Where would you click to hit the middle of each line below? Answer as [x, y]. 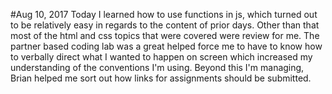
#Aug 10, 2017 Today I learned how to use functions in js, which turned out [164, 14]
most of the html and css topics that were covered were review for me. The [165, 35]
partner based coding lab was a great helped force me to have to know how [166, 46]
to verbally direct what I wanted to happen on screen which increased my [161, 57]
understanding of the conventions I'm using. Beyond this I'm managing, [157, 67]
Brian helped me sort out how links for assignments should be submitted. [161, 78]
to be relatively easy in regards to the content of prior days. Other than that [165, 25]
